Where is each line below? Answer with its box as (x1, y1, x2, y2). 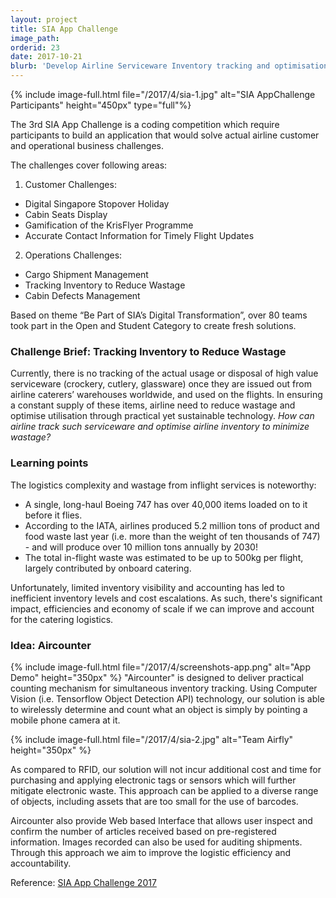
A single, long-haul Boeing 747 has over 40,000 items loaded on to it (24, 498, 308, 510)
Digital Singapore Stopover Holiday (24, 198, 170, 210)
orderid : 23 (10, 42, 60, 53)
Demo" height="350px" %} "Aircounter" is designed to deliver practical (10, 671, 304, 683)
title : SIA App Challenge (10, 24, 118, 34)
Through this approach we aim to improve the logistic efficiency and (10, 846, 292, 858)
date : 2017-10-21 (10, 52, 83, 62)
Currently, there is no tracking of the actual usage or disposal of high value (10, 367, 319, 380)
